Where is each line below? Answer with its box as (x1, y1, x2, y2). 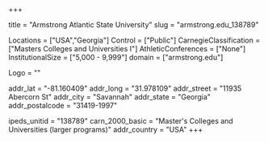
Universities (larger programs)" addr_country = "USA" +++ (8, 125, 203, 134)
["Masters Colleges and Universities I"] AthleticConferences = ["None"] (8, 44, 246, 53)
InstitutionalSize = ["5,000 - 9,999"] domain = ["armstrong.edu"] (8, 53, 224, 62)
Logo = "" (8, 68, 41, 77)
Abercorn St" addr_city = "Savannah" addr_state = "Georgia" (8, 92, 211, 101)
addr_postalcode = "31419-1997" (8, 101, 118, 110)
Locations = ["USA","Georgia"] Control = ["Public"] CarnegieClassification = (8, 35, 261, 45)
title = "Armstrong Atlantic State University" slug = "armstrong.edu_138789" (8, 20, 259, 29)
